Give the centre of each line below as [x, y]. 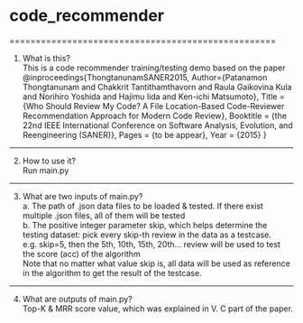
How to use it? [49, 161]
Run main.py [46, 170]
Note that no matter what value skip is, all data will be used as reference [156, 263]
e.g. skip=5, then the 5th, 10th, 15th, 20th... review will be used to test [151, 244]
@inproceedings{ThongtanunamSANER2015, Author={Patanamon [145, 77]
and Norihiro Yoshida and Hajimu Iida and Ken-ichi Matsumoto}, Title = [154, 97]
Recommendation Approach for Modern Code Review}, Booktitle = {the [154, 115]
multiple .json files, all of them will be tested [104, 215]
